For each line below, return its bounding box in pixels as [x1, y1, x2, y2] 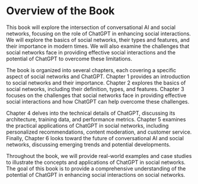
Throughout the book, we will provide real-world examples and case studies [6, 152, 192, 159]
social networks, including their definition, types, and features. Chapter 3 [6, 85, 185, 92]
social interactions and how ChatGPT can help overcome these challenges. [6, 98, 190, 105]
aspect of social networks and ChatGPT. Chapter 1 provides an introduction [6, 73, 190, 80]
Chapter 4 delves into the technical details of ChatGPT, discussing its [6, 109, 175, 117]
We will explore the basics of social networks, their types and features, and [6, 36, 190, 43]
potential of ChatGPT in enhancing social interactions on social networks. [6, 171, 186, 178]
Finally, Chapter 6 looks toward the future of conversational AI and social [6, 134, 184, 141]
